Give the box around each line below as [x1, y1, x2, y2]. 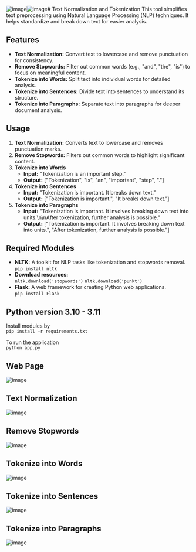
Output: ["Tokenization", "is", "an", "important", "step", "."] [23, 176, 164, 183]
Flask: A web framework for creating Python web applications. [14, 284, 166, 291]
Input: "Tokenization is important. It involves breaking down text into [23, 207, 189, 214]
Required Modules [6, 243, 75, 253]
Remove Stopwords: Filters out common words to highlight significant [14, 151, 185, 158]
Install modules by [6, 322, 50, 329]
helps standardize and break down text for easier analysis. [6, 18, 148, 25]
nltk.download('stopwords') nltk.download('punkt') [14, 278, 143, 284]
